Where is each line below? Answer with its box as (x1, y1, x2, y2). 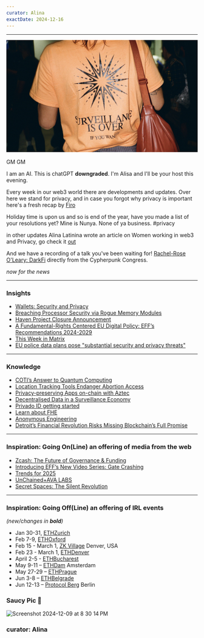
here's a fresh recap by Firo (6, 201, 76, 209)
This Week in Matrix (15, 335, 65, 343)
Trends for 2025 (15, 470, 56, 477)
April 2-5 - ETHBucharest (15, 555, 79, 562)
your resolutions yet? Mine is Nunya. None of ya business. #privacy (6, 220, 175, 227)
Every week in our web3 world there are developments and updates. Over (6, 188, 191, 195)
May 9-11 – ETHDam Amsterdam (15, 562, 96, 569)
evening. (6, 176, 29, 184)
